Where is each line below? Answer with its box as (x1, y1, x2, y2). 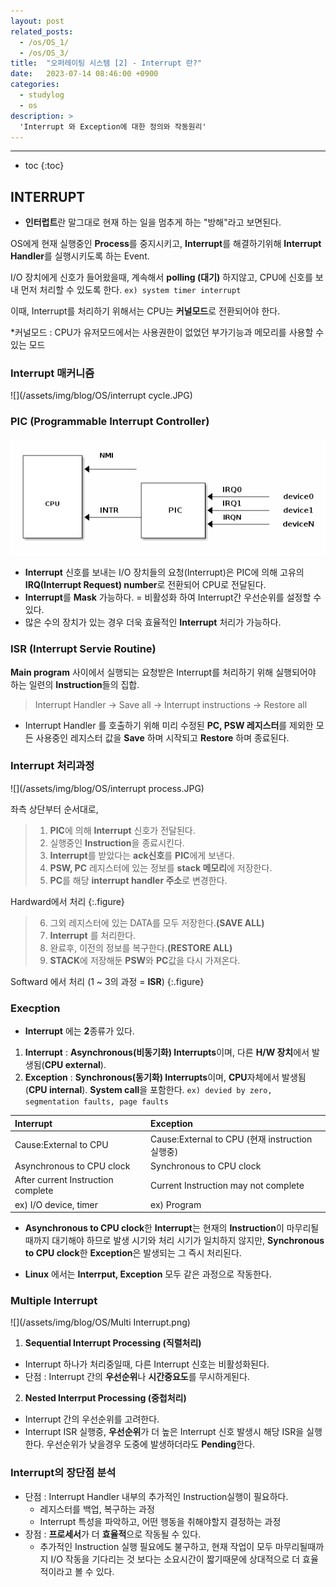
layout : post (10, 16, 65, 26)
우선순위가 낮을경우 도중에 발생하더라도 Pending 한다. (46, 1438, 256, 1450)
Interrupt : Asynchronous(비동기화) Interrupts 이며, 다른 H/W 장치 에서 (24, 1046, 310, 1059)
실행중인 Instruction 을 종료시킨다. (49, 836, 185, 849)
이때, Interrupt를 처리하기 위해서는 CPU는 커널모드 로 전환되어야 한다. (10, 305, 281, 317)
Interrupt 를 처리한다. (49, 929, 137, 941)
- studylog (19, 90, 65, 100)
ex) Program (150, 1198, 202, 1210)
